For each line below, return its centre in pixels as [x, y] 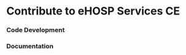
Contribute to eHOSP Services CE [93, 11]
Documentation [30, 47]
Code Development [36, 30]
